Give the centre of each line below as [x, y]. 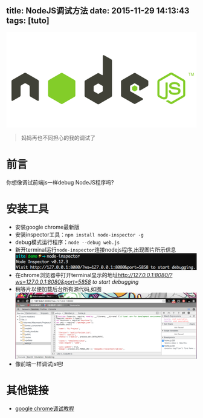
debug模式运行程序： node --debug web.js [67, 242]
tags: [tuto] [28, 21]
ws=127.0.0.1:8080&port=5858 [53, 282]
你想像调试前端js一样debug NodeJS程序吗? [60, 182]
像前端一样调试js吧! [39, 364]
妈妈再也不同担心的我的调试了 [58, 137]
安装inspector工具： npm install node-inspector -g [79, 234]
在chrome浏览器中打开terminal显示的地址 [66, 275]
